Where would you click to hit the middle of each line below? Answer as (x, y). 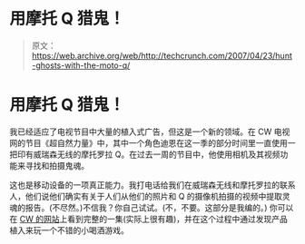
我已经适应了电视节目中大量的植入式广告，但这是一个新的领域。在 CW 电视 (150, 132)
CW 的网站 (39, 219)
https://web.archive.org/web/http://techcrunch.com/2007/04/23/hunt (162, 55)
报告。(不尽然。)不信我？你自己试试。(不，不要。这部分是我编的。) (146, 207)
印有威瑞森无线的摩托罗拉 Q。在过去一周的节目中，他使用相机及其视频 (148, 154)
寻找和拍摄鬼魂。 (57, 165)
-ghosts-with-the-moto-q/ (81, 65)
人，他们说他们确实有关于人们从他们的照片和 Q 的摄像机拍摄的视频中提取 (146, 196)
